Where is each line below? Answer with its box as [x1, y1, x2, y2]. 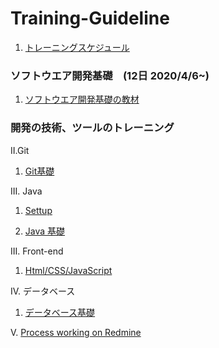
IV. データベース [10, 285, 76, 297]
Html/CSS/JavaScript [24, 264, 113, 276]
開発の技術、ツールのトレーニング [10, 121, 175, 135]
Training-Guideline [10, 7, 170, 30]
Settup [24, 204, 53, 216]
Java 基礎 [24, 225, 66, 237]
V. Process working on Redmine [10, 326, 142, 338]
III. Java [10, 185, 43, 197]
